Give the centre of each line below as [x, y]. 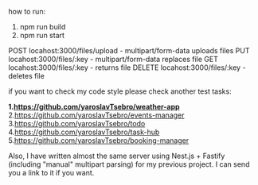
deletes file [27, 76]
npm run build [43, 27]
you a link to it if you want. [51, 173]
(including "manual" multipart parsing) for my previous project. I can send [129, 164]
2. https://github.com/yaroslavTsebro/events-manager [96, 115]
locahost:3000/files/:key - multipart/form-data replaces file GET [113, 59]
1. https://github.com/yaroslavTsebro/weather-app [94, 107]
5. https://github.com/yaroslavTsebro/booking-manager [99, 141]
